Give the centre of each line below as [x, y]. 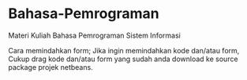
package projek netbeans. [51, 67]
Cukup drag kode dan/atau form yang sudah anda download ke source [123, 59]
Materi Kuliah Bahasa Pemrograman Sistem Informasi [95, 35]
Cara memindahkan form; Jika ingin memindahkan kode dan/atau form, [124, 50]
